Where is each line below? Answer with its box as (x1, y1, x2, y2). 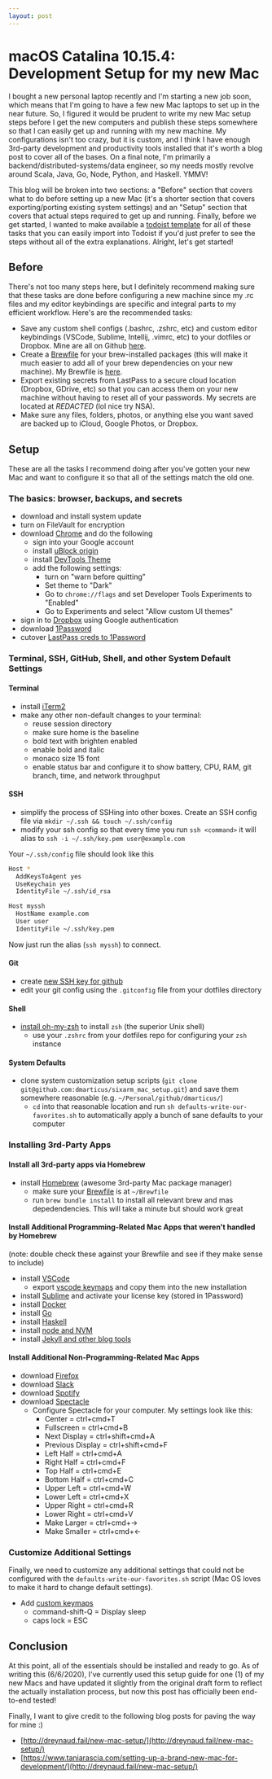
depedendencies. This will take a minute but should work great (32, 1203, 243, 1213)
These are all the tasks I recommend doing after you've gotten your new (8, 464, 251, 474)
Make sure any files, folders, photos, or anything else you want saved (20, 410, 254, 420)
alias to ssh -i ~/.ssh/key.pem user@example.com (20, 833, 186, 843)
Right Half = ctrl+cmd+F (44, 1457, 126, 1466)
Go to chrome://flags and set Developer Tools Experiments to (44, 589, 252, 599)
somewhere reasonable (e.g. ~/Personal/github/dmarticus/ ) (20, 1093, 224, 1103)
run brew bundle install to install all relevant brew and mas (32, 1194, 234, 1205)
